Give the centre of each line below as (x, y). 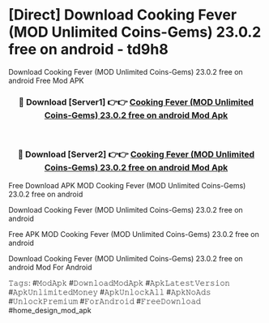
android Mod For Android (50, 267)
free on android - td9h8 (88, 50)
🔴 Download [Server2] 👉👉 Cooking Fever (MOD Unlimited (136, 154)
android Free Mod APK (46, 80)
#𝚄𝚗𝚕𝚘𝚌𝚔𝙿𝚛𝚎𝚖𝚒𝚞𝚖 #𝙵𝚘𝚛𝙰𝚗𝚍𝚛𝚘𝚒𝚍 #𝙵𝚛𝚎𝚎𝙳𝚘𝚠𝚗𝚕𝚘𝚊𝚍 (105, 301)
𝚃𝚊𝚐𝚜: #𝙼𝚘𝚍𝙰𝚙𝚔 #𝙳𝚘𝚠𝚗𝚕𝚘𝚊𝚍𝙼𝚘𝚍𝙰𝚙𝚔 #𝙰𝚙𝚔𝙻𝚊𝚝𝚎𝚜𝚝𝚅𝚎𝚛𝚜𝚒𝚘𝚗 (120, 282)
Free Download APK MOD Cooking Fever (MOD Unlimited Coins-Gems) (127, 185)
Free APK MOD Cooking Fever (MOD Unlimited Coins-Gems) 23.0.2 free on (134, 234)
